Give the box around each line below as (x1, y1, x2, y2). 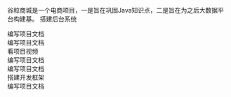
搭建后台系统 (39, 15, 77, 23)
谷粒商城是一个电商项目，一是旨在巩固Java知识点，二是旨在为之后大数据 (7, 6, 218, 14)
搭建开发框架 (7, 73, 44, 82)
